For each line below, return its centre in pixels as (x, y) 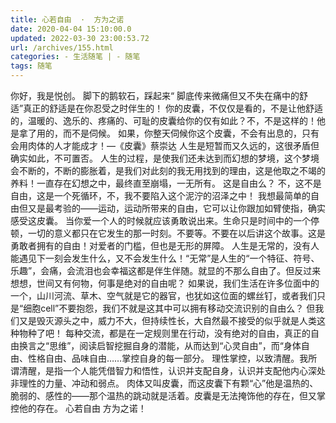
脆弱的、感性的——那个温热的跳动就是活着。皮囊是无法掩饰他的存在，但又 (163, 395)
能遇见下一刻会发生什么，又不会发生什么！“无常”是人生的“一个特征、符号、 (165, 258)
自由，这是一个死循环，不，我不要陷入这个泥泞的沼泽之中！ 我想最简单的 (160, 195)
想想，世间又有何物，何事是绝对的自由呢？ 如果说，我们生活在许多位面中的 (165, 283)
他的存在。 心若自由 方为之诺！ (82, 408)
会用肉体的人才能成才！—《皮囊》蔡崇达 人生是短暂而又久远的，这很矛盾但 (165, 145)
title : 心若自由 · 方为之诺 (67, 19)
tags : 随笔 (31, 66)
